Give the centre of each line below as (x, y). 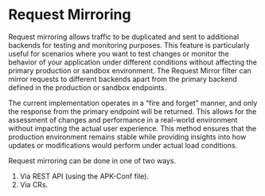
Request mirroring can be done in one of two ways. (92, 160)
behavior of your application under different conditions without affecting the (132, 62)
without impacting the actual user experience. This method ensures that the (132, 128)
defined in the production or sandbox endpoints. (88, 87)
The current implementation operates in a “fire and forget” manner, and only (133, 103)
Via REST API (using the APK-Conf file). (84, 176)
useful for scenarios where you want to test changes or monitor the (119, 53)
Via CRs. (34, 184)
